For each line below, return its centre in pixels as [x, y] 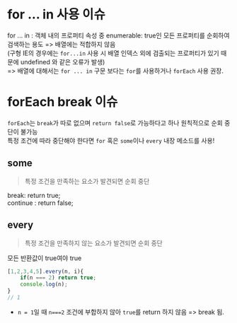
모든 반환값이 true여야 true [45, 258]
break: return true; [34, 195]
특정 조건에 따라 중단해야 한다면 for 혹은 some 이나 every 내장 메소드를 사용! [111, 140]
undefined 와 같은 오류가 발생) [63, 61]
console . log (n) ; [44, 284]
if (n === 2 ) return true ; [58, 278]
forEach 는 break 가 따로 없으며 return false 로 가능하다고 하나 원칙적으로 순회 [115, 123]
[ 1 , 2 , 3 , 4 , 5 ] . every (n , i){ [45, 271]
